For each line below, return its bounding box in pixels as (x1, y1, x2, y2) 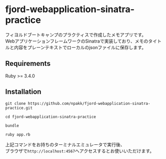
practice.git (5, 105, 33, 110)
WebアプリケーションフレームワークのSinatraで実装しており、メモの (5, 38, 148, 44)
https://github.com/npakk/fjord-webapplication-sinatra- (27, 101, 151, 106)
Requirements (5, 59, 51, 68)
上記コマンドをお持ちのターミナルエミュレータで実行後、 (5, 141, 125, 147)
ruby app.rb (5, 132, 30, 137)
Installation (5, 88, 41, 96)
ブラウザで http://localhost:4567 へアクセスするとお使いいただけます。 (5, 148, 154, 154)
